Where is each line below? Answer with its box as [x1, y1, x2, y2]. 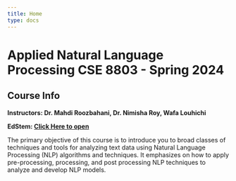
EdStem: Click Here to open [7, 122, 89, 130]
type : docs [7, 17, 39, 24]
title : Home [7, 10, 42, 18]
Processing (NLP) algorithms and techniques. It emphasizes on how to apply [7, 150, 230, 159]
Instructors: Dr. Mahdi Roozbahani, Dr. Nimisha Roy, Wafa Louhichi [7, 108, 206, 116]
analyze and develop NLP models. [7, 166, 106, 174]
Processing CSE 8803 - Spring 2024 [7, 62, 224, 78]
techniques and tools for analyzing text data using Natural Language [7, 143, 206, 152]
